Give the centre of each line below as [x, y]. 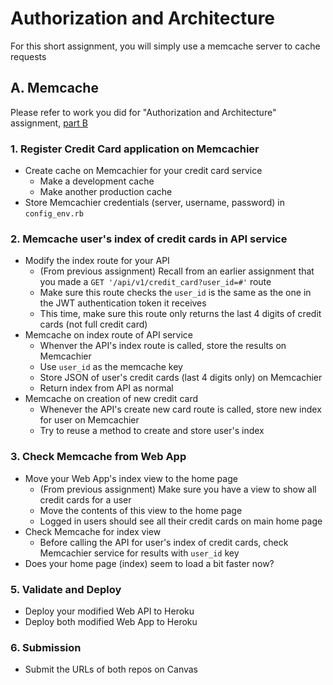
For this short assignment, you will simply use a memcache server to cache [165, 46]
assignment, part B [49, 123]
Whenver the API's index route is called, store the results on [163, 346]
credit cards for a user [85, 499]
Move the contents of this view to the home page [141, 510]
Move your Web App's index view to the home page [131, 478]
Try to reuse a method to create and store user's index [152, 431]
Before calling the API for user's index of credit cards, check [164, 542]
